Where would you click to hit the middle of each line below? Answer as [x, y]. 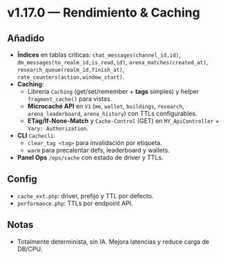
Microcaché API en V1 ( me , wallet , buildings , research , [106, 106]
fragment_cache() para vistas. [70, 99]
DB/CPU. [30, 249]
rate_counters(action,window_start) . [71, 77]
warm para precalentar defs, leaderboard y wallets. [99, 150]
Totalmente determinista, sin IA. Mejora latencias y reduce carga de [113, 241]
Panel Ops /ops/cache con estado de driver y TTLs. [90, 157]
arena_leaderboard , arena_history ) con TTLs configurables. [112, 113]
